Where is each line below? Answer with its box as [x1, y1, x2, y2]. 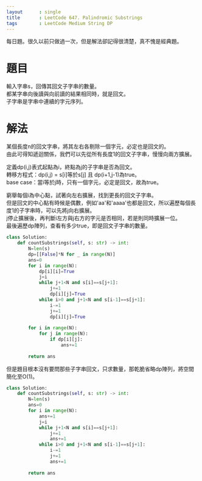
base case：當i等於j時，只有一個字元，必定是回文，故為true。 [6, 179, 162, 186]
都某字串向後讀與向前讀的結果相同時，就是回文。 [6, 90, 129, 98]
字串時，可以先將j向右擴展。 [24, 207, 96, 214]
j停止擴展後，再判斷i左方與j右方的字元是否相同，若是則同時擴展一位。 [6, 215, 181, 222]
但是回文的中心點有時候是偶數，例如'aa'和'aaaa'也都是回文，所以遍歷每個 [6, 199, 190, 207]
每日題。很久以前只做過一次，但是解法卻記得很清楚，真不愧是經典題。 [6, 38, 183, 45]
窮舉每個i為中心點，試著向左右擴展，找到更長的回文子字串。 [6, 191, 157, 199]
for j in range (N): [38, 330, 88, 337]
